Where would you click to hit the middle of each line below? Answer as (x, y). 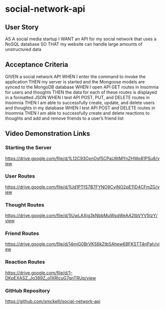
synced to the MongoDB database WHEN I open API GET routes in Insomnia (82, 87)
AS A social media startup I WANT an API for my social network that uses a (81, 39)
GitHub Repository (28, 290)
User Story (22, 27)
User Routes (20, 176)
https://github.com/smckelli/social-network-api (53, 301)
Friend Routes (22, 233)
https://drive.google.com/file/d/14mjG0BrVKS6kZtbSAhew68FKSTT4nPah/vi (82, 244)
